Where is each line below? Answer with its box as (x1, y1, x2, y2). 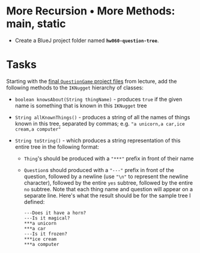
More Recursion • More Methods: (6, 4, 175, 18)
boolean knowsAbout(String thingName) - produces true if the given (14, 95, 183, 103)
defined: (23, 198, 45, 205)
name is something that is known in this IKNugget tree (14, 102, 147, 109)
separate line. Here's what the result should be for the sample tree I (23, 192, 191, 199)
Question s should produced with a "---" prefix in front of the (23, 166, 174, 173)
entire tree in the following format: (14, 143, 99, 150)
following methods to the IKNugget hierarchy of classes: (6, 84, 144, 91)
